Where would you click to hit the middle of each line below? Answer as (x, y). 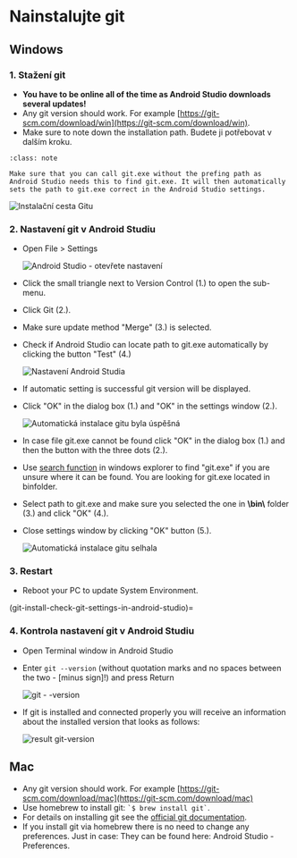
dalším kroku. (47, 141)
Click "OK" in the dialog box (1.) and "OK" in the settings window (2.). (149, 406)
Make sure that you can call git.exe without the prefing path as (136, 173)
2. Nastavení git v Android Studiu (83, 229)
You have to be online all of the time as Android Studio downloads (146, 94)
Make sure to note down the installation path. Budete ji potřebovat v (147, 132)
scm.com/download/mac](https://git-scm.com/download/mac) (137, 798)
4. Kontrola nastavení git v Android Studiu (102, 631)
